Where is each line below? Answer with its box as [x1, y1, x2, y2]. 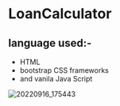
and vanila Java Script [19, 74, 93, 83]
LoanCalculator [8, 5, 112, 23]
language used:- [8, 36, 92, 50]
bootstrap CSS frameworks [19, 66, 109, 75]
